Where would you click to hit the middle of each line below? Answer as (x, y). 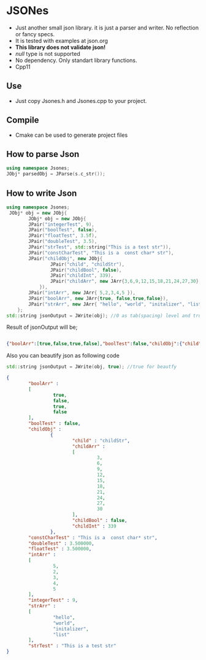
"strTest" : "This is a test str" (72, 646)
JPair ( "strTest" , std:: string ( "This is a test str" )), (100, 247)
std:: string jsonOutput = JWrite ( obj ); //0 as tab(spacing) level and (98, 316)
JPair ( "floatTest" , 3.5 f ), (63, 236)
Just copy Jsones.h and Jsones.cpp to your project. (81, 101)
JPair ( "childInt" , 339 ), (82, 276)
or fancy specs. (35, 34)
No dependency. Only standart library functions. (76, 60)
